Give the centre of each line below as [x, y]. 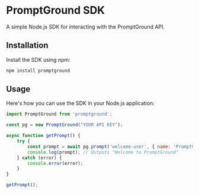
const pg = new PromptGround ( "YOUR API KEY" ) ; [65, 125]
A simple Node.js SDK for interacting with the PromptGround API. [85, 27]
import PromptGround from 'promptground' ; [59, 114]
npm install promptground [38, 71]
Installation [27, 45]
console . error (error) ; [55, 163]
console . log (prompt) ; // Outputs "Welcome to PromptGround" [103, 152]
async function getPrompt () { [44, 136]
